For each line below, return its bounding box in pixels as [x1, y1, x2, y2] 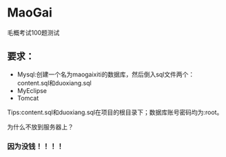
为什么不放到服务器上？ [7, 123, 74, 131]
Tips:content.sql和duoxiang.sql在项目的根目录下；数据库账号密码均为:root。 [7, 108, 223, 116]
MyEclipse [17, 86, 47, 94]
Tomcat [17, 94, 39, 102]
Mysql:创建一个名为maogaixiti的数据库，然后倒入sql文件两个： [17, 70, 195, 78]
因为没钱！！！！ [7, 141, 64, 151]
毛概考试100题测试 [7, 28, 60, 36]
